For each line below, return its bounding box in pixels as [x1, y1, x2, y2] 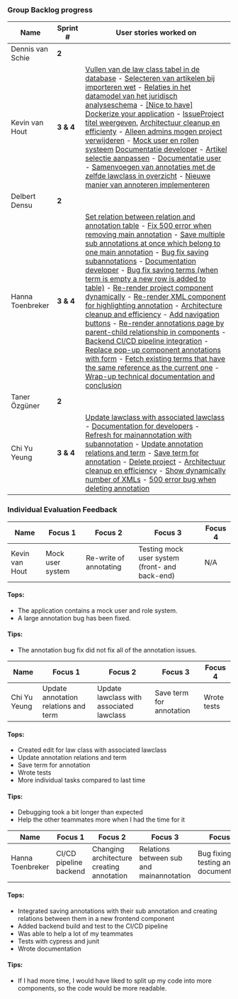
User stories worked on [115, 28, 197, 38]
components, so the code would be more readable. [17, 983, 167, 992]
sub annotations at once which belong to [84, 239, 221, 249]
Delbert [11, 192, 36, 202]
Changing [91, 844, 125, 854]
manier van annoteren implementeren [84, 180, 210, 190]
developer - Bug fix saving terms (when [84, 265, 218, 275]
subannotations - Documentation [84, 256, 197, 266]
